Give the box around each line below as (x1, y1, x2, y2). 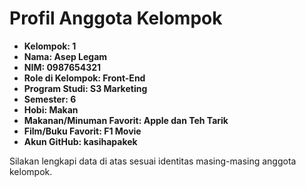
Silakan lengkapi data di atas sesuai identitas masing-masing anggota (9, 155, 297, 167)
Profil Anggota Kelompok (9, 7, 223, 30)
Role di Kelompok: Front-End (23, 72, 146, 84)
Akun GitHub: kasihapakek (23, 135, 138, 147)
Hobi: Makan (23, 103, 79, 116)
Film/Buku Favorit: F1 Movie (23, 125, 142, 137)
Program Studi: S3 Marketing (23, 82, 148, 94)
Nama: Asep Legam (23, 50, 108, 62)
